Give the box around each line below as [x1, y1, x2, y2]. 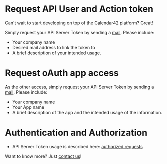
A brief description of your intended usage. [12, 50, 101, 56]
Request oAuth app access [5, 67, 119, 79]
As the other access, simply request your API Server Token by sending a [5, 84, 154, 90]
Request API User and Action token [5, 3, 154, 15]
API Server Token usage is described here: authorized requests [12, 143, 143, 149]
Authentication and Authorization [5, 127, 148, 138]
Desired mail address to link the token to [12, 44, 96, 50]
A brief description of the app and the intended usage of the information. [12, 109, 162, 115]
